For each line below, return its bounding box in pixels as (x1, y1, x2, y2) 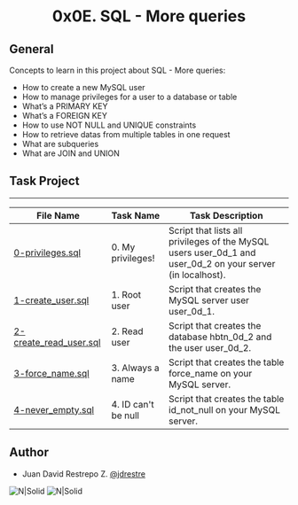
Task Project (9, 174, 80, 189)
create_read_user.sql (13, 336, 101, 348)
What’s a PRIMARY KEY (21, 101, 108, 112)
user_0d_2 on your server (168, 257, 276, 269)
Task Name (111, 209, 161, 221)
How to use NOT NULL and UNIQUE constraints (21, 120, 197, 130)
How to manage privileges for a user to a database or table (21, 91, 238, 102)
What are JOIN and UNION (21, 148, 120, 159)
